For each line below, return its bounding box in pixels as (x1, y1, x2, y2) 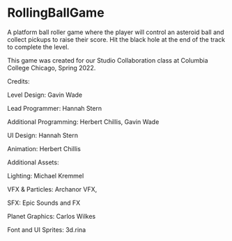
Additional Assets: (7, 158, 59, 166)
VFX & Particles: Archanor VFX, (7, 185, 98, 193)
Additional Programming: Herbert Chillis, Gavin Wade (7, 117, 160, 126)
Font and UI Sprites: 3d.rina (7, 225, 86, 234)
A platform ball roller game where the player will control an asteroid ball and (7, 28, 224, 36)
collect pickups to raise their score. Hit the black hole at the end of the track (7, 35, 226, 43)
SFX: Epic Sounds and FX (7, 199, 81, 207)
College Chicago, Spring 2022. (7, 63, 96, 72)
